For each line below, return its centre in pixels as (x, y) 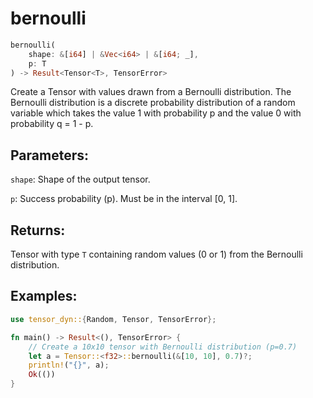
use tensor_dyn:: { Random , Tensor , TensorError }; (113, 319)
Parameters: (49, 155)
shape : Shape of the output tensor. (80, 179)
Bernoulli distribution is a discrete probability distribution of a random (153, 103)
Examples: (44, 296)
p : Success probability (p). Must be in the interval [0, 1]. (124, 199)
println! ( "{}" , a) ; (69, 365)
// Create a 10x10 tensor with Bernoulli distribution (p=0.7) (163, 347)
